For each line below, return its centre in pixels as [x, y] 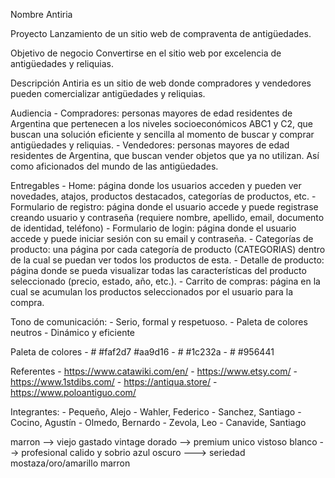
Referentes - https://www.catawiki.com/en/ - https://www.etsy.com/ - [154, 371]
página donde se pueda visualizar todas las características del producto [158, 270]
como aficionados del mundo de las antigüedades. [114, 166]
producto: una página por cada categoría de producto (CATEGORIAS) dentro [168, 249]
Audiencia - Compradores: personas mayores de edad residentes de [151, 113]
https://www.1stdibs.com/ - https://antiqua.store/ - [114, 382]
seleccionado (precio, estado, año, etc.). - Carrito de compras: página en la [165, 281]
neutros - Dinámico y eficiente [73, 332]
